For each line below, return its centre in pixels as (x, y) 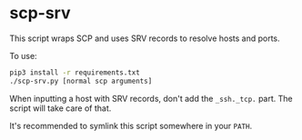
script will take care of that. (60, 108)
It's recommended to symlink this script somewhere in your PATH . (131, 125)
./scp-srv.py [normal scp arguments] (81, 81)
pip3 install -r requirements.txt (75, 72)
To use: (24, 55)
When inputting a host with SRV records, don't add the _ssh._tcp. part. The (151, 98)
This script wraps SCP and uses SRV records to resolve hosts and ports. (145, 38)
